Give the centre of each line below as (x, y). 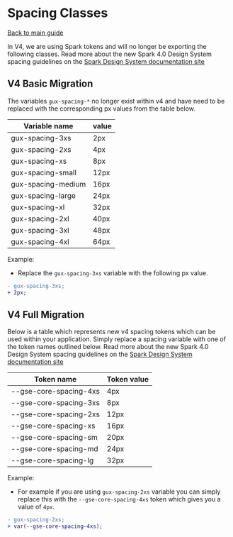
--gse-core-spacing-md (55, 449)
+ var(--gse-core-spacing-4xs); (55, 526)
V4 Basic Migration (50, 84)
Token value (128, 380)
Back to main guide (35, 33)
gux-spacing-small (44, 172)
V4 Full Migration (46, 315)
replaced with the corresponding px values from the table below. (102, 109)
